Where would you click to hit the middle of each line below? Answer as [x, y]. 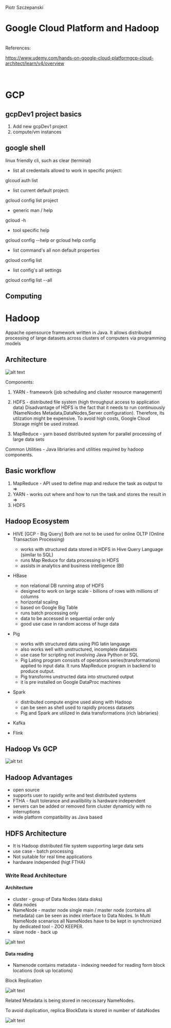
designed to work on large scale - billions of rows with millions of [89, 591]
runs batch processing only [49, 613]
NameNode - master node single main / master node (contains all [82, 910]
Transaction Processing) [39, 539]
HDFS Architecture [36, 833]
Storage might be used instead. [46, 423]
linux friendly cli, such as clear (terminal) [48, 160]
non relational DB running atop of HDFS [62, 586]
